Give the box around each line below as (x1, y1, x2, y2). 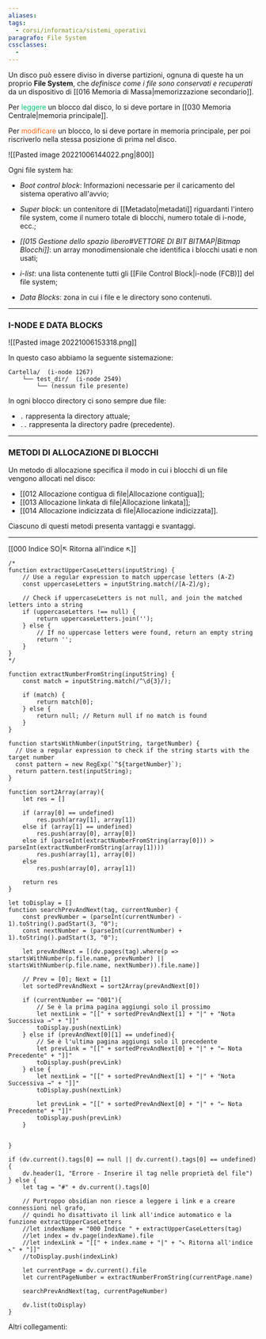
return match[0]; (36, 698, 93, 706)
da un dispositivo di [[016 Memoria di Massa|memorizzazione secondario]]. (8, 87, 254, 96)
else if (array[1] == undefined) (22, 822, 133, 830)
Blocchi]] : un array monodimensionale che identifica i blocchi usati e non (19, 245, 258, 254)
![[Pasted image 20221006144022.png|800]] (8, 150, 154, 159)
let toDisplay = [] (8, 898, 73, 907)
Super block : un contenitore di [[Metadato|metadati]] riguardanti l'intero (19, 204, 254, 214)
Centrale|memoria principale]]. (8, 111, 108, 120)
